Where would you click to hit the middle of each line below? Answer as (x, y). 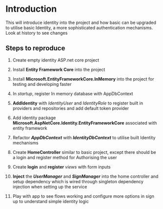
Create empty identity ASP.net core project (56, 60)
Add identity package (34, 118)
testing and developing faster (42, 84)
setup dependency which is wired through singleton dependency (78, 181)
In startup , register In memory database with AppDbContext (73, 93)
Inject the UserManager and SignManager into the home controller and (85, 176)
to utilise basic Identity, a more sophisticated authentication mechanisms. (79, 27)
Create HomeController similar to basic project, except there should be (84, 152)
